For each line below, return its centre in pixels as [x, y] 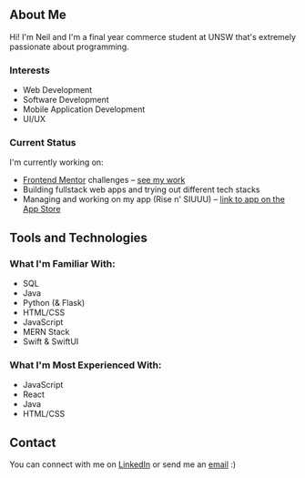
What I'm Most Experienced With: [86, 365]
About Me [38, 15]
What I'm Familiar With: [62, 263]
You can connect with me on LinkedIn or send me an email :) [123, 464]
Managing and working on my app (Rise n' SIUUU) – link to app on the [153, 199]
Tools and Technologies [79, 237]
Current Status [43, 143]
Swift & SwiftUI [51, 341]
